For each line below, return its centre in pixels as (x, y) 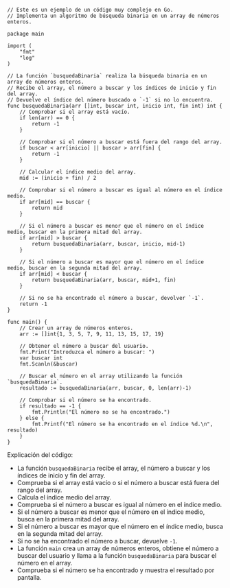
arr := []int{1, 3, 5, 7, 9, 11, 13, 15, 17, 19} (92, 334)
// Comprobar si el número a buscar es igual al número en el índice (121, 190)
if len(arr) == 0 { (47, 118)
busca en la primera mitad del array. (68, 519)
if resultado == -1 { (50, 406)
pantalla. (29, 577)
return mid (47, 208)
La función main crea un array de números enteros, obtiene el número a (118, 548)
